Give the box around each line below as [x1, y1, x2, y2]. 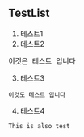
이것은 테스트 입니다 [8, 56, 76, 65]
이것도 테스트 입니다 [8, 90, 66, 99]
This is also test [8, 122, 70, 130]
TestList [8, 6, 50, 20]
